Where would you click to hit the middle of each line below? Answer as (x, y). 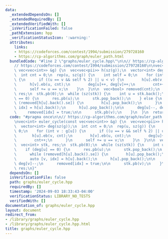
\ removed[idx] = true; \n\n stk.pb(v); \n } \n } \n (81, 112)
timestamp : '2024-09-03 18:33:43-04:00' (52, 191)
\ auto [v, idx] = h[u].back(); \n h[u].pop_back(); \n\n (85, 159)
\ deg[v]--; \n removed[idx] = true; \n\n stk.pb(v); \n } (88, 163)
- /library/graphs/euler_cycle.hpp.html (48, 224)
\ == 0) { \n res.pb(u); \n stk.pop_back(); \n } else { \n (88, 98)
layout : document (23, 210)
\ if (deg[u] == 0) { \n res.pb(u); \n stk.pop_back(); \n (88, 150)
